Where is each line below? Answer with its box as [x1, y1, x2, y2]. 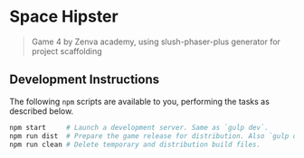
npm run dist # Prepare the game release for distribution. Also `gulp [9, 131, 290, 141]
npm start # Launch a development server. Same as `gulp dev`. [9, 123, 270, 132]
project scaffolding [31, 45, 102, 56]
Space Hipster [9, 6, 119, 27]
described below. [9, 106, 74, 116]
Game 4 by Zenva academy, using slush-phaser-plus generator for [31, 36, 280, 47]
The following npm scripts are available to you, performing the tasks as [9, 96, 270, 107]
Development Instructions [9, 72, 160, 88]
